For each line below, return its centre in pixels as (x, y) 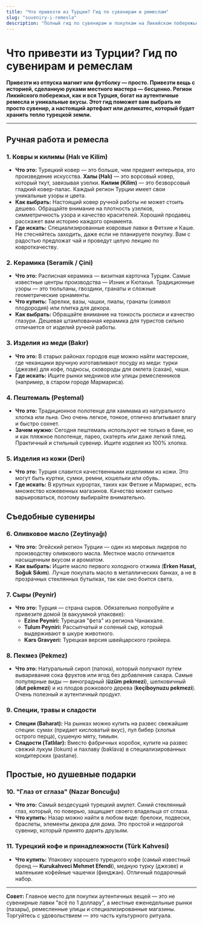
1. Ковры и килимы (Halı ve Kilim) (57, 157)
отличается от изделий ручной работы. (66, 327)
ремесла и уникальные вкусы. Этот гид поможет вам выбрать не (94, 102)
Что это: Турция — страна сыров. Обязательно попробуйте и (94, 608)
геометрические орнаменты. (53, 295)
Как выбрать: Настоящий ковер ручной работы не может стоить (99, 202)
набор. (24, 878)
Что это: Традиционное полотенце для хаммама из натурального (100, 410)
